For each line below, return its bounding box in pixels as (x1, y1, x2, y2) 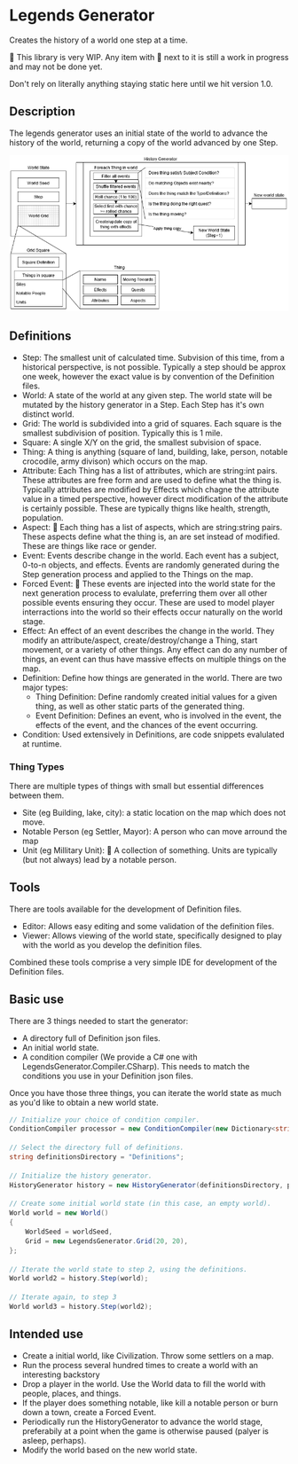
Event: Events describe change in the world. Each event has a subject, (21, 550, 279, 560)
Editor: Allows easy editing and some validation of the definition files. (21, 920, 275, 931)
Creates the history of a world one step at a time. (9, 35, 188, 45)
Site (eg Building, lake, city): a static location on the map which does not (21, 807, 286, 818)
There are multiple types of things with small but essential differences (9, 780, 264, 791)
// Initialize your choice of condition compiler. (9, 1115, 200, 1124)
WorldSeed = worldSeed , (25, 1227, 114, 1237)
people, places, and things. (21, 1388, 122, 1398)
